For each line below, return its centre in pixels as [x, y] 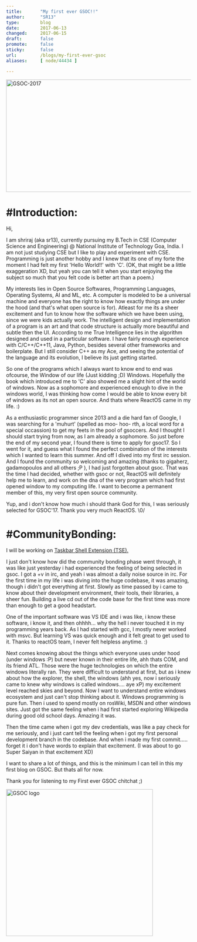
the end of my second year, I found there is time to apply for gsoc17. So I [93, 443]
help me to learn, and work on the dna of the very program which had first [96, 480]
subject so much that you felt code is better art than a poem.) [80, 277]
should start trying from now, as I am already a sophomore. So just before [95, 437]
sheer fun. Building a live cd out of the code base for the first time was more [98, 599]
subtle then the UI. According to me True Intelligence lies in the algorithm [94, 333]
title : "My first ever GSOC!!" [52, 11]
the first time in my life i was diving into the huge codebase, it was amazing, [98, 581]
